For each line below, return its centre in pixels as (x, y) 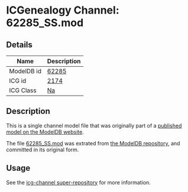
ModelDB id (25, 71)
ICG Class (23, 90)
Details (19, 45)
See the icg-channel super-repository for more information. (78, 182)
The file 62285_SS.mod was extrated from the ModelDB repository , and (93, 143)
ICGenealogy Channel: (63, 10)
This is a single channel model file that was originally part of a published (94, 125)
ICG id (18, 81)
